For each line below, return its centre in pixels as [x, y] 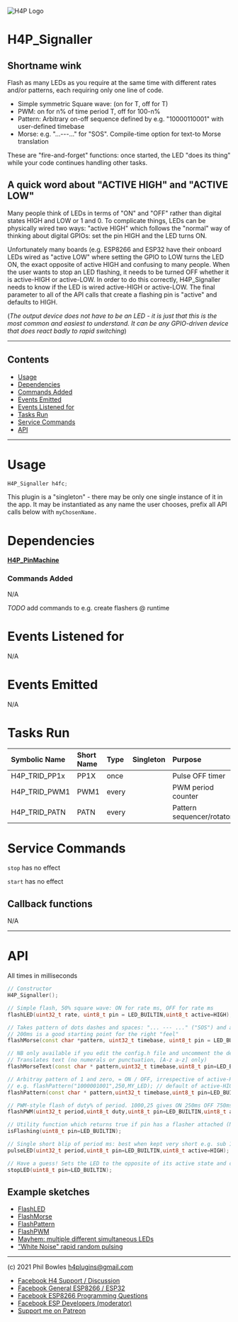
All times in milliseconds [42, 976]
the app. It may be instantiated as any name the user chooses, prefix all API [117, 505]
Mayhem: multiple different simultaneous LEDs [86, 1239]
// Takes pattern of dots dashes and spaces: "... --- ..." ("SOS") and [117, 1027]
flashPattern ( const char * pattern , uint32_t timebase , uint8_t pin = [109, 1093]
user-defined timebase [51, 126]
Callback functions [50, 904]
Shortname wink [45, 65]
